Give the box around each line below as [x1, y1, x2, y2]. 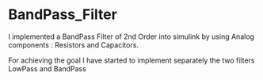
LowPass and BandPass [8, 63, 87, 73]
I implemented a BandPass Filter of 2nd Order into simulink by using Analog [8, 32, 255, 41]
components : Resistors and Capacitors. [8, 40, 139, 49]
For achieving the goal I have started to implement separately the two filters [8, 55, 255, 65]
